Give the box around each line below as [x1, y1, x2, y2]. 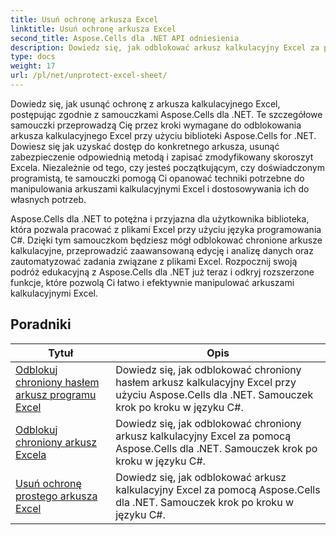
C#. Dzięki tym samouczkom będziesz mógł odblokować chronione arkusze [10, 234, 323, 246]
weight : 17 [10, 61, 56, 71]
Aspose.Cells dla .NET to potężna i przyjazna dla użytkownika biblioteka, [10, 212, 310, 225]
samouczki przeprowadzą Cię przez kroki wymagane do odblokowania [10, 119, 302, 131]
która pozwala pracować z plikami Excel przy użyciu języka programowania [10, 223, 322, 235]
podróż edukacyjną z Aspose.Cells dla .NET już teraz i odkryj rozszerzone [10, 266, 315, 278]
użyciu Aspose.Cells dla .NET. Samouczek [115, 387, 314, 401]
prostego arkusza [15, 489, 98, 503]
